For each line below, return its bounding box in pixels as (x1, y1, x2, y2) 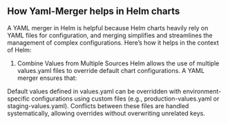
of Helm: (7, 45, 32, 54)
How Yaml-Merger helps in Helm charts (7, 6, 180, 17)
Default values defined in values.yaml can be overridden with (7, 87, 182, 95)
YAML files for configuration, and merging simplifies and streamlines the (7, 31, 213, 39)
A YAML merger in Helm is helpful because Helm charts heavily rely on (7, 23, 209, 32)
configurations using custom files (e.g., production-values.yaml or (31, 94, 220, 103)
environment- (182, 87, 222, 95)
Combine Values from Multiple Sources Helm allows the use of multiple (17, 59, 220, 68)
